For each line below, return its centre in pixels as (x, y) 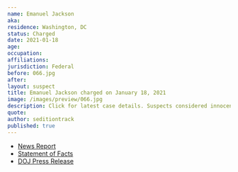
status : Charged (31, 34)
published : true (31, 126)
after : (17, 80)
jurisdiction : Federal (41, 67)
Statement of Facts (45, 154)
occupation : (25, 54)
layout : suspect (31, 86)
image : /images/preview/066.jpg (55, 100)
